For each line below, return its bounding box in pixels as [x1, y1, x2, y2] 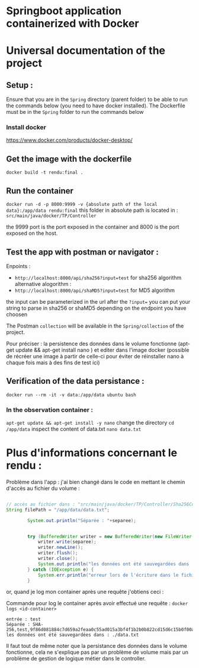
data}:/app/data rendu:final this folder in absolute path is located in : [6, 206, 178, 214]
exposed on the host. [6, 230, 58, 237]
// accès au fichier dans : [6, 501, 76, 507]
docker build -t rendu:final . [6, 170, 84, 176]
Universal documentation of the [6, 44, 166, 58]
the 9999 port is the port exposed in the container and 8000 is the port [6, 224, 179, 231]
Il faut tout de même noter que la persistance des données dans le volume [6, 642, 188, 650]
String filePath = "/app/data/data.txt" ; [6, 507, 110, 513]
